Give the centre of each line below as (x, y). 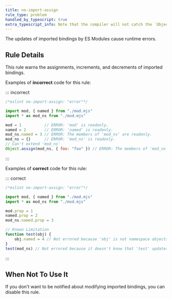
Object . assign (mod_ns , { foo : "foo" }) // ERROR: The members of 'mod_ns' (87, 149)
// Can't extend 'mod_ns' (33, 144)
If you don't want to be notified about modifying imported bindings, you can (85, 287)
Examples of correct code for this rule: (46, 168)
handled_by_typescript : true (36, 19)
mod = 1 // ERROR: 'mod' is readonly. (57, 125)
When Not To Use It (37, 274)
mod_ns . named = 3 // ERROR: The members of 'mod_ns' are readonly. (79, 134)
